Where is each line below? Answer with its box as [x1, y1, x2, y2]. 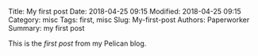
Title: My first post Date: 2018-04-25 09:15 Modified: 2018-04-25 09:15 [8, 7, 242, 16]
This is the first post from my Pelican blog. [8, 39, 147, 48]
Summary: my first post [8, 24, 85, 32]
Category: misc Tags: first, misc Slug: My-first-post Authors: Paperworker [8, 15, 250, 24]
